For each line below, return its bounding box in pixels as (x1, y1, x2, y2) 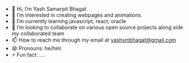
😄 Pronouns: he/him (11, 45, 61, 51)
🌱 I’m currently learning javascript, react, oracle (11, 18, 126, 24)
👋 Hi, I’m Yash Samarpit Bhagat (11, 6, 87, 12)
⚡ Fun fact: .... (11, 51, 46, 58)
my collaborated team (11, 30, 64, 37)
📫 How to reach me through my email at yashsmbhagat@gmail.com (11, 36, 177, 43)
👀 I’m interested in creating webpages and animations (11, 12, 142, 18)
